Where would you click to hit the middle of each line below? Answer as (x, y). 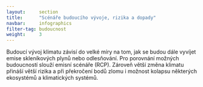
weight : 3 (24, 35)
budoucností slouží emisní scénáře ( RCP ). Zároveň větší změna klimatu (95, 65)
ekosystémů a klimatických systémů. (52, 78)
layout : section (33, 12)
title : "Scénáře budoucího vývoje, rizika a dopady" (81, 18)
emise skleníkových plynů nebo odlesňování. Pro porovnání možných (93, 58)
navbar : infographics (39, 23)
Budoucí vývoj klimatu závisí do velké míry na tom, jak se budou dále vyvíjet (101, 52)
